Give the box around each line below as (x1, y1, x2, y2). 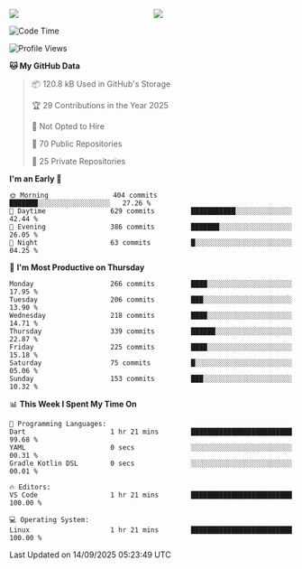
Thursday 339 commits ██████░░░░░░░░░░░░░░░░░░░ (9, 327, 293, 336)
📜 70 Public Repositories (31, 138, 123, 149)
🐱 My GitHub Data (9, 61, 81, 71)
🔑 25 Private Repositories (31, 156, 126, 166)
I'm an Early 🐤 (9, 173, 62, 184)
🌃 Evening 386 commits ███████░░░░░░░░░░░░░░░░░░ (9, 222, 293, 231)
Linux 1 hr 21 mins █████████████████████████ (9, 526, 293, 535)
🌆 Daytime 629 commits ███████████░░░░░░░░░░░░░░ (9, 207, 293, 216)
